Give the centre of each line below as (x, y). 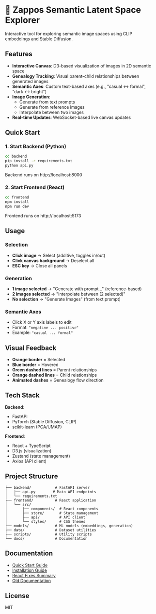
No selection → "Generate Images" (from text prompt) (66, 299)
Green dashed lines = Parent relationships (54, 370)
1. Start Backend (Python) (36, 147)
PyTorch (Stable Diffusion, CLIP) (44, 421)
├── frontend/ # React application (51, 500)
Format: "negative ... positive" (45, 328)
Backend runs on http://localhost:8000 (44, 175)
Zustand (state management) (41, 456)
